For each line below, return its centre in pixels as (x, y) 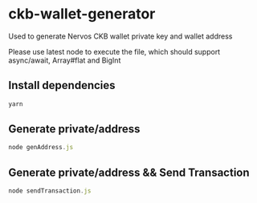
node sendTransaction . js (50, 191)
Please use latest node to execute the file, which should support (114, 51)
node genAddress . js (41, 148)
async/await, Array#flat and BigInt (65, 60)
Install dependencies (62, 85)
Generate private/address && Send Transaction (129, 172)
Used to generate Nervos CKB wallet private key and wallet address (120, 36)
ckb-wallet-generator (82, 14)
